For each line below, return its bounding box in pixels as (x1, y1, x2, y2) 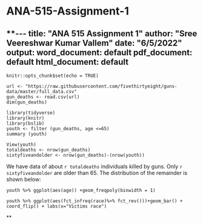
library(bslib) (6, 120, 45, 127)
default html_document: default (6, 56, 129, 67)
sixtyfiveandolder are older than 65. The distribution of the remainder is (6, 170, 188, 176)
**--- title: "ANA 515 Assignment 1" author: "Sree (6, 28, 198, 39)
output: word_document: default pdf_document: (6, 47, 193, 58)
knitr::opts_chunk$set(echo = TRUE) (6, 73, 99, 79)
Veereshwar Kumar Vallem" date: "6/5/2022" (6, 38, 182, 48)
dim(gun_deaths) (6, 99, 47, 105)
